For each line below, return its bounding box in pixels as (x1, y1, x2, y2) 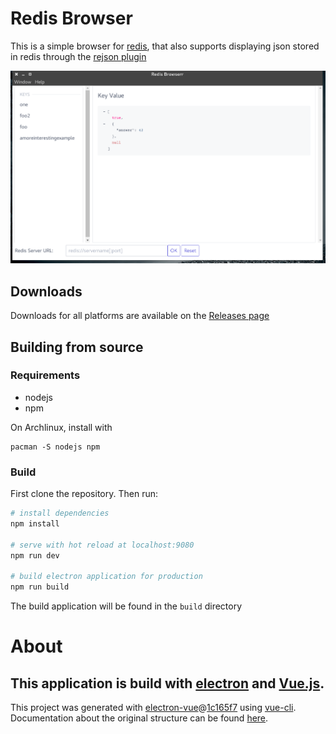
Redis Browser (10, 7, 133, 30)
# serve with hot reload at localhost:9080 (10, 540, 195, 550)
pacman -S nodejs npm (10, 442, 101, 452)
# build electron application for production (10, 572, 203, 582)
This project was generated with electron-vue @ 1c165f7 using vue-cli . (10, 702, 297, 714)
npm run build (10, 582, 70, 592)
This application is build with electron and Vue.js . (10, 675, 325, 692)
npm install (10, 519, 60, 529)
